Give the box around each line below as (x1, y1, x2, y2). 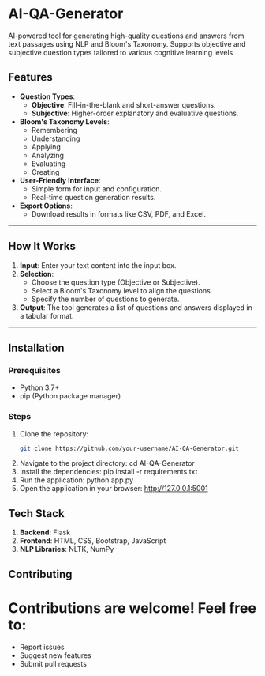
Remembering (31, 125, 77, 134)
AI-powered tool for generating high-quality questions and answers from (8, 31, 244, 40)
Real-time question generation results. (31, 192, 156, 202)
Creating (31, 167, 60, 176)
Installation (8, 341, 65, 354)
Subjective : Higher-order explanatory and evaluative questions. (31, 108, 239, 118)
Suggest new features (19, 650, 92, 660)
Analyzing (31, 150, 65, 160)
